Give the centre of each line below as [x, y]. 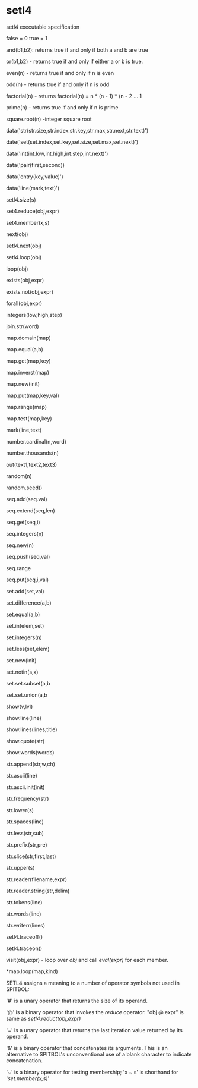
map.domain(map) [29, 338]
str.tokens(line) [24, 902]
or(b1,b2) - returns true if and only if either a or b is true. [75, 61]
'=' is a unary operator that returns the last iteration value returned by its [94, 1030]
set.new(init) [21, 660]
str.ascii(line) [22, 775]
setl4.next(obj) [24, 246]
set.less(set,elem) [28, 649]
